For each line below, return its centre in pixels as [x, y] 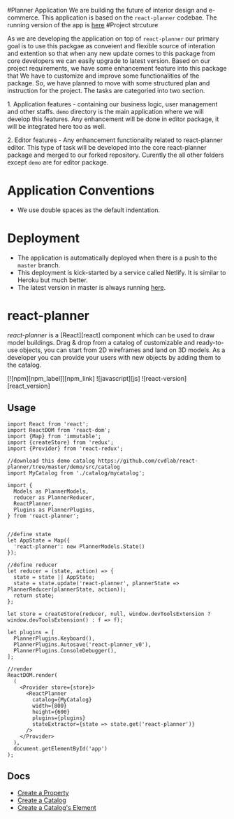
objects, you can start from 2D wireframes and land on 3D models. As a [122, 350]
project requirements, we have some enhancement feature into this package [117, 68]
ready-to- [211, 342]
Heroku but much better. [53, 280]
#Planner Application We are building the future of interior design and [107, 10]
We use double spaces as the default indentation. [89, 210]
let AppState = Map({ [39, 540]
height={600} [51, 712]
